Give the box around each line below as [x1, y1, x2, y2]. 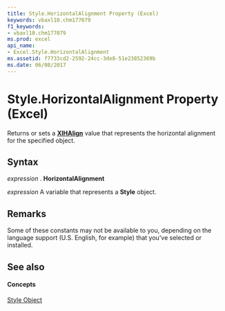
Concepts [7, 281, 36, 289]
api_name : [7, 42, 36, 49]
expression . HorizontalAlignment [7, 174, 105, 183]
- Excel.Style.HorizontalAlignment [7, 49, 110, 56]
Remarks [7, 208, 47, 220]
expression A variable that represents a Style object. [7, 188, 157, 196]
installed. [7, 241, 33, 249]
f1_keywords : [7, 23, 45, 30]
